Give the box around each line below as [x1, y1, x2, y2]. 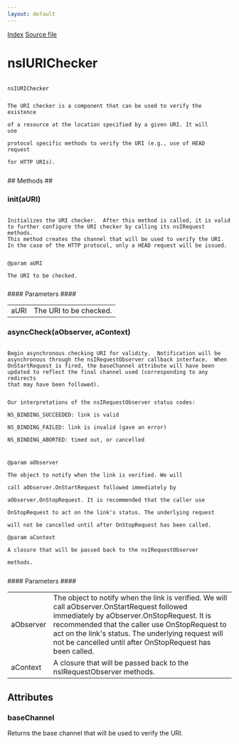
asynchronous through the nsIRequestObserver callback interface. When [7, 356, 228, 363]
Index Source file [7, 30, 57, 39]
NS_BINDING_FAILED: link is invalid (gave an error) [7, 424, 167, 431]
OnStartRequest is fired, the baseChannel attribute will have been [7, 362, 215, 370]
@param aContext [7, 534, 55, 541]
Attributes [7, 691, 53, 703]
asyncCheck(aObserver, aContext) [7, 327, 131, 337]
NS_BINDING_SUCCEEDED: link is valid [7, 411, 119, 418]
